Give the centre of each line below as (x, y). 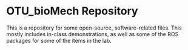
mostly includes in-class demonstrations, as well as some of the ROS (92, 34)
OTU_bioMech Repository (72, 11)
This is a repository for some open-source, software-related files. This (94, 28)
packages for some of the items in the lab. (59, 40)
